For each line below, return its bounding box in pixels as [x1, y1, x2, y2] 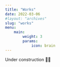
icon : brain [31, 43, 56, 48]
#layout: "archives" [5, 16, 47, 21]
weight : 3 [22, 34, 42, 39]
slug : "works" [5, 20, 34, 26]
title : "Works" [5, 7, 36, 12]
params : [22, 39, 38, 44]
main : [14, 30, 25, 34]
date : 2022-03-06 [5, 12, 40, 17]
